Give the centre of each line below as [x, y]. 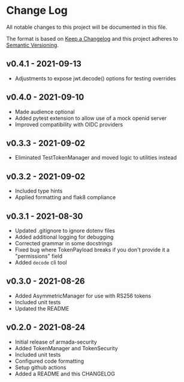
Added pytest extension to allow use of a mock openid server [91, 118]
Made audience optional [45, 112]
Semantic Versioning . [32, 45]
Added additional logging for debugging [64, 237]
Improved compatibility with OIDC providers [69, 124]
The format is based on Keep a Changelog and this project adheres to [92, 38]
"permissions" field [39, 256]
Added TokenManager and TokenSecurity [66, 348]
